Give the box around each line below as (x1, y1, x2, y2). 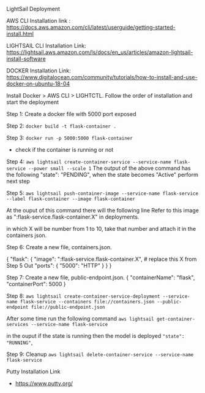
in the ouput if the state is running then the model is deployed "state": (6, 332, 185, 340)
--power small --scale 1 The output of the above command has (28, 165, 191, 171)
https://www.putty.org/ (15, 380, 73, 387)
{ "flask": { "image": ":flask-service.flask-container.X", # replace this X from (6, 255, 197, 263)
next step (6, 177, 31, 185)
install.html (6, 30, 34, 37)
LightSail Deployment (6, 6, 60, 12)
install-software (6, 55, 46, 62)
